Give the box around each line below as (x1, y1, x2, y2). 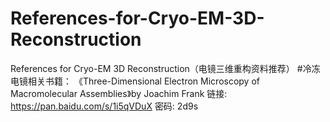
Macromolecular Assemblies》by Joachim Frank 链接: (10, 87, 228, 99)
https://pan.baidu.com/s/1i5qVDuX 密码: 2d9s (10, 100, 199, 112)
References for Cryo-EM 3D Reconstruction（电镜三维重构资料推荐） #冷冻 (10, 62, 321, 74)
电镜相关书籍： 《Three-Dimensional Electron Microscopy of (10, 75, 260, 87)
